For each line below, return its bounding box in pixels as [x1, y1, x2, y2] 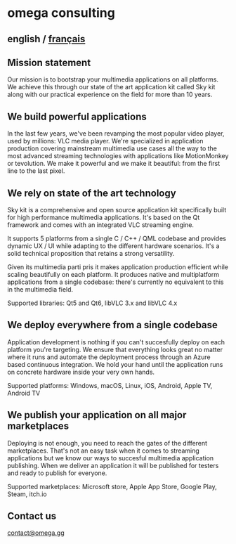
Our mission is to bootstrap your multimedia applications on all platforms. [7, 75, 219, 84]
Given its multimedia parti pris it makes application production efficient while [7, 263, 228, 271]
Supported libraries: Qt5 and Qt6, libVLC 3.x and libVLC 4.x [7, 299, 178, 307]
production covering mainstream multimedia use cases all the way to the [7, 144, 218, 153]
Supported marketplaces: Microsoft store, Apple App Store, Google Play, [7, 482, 217, 491]
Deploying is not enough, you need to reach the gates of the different [7, 439, 208, 447]
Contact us [7, 510, 57, 522]
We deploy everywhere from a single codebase [7, 319, 218, 331]
